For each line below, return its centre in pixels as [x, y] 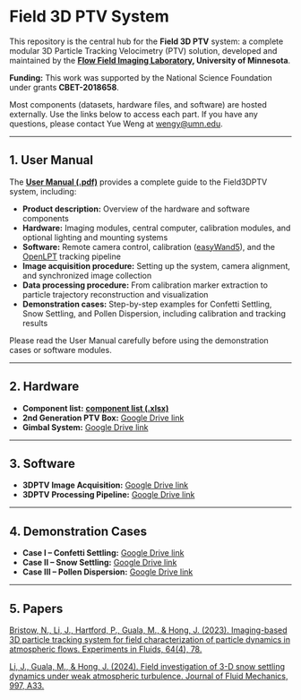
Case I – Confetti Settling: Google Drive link [103, 553]
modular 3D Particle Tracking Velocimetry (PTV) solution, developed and [143, 50]
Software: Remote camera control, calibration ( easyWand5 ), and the [149, 246]
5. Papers [36, 608]
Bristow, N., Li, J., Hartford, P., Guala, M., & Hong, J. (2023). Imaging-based [149, 630]
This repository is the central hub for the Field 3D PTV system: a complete [146, 41]
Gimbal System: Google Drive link [85, 427]
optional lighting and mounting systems [95, 237]
